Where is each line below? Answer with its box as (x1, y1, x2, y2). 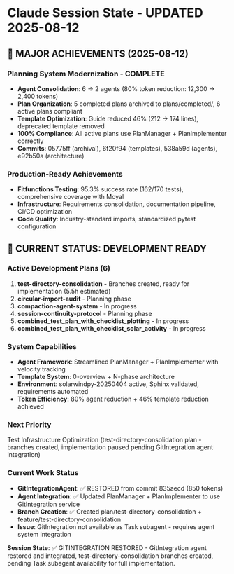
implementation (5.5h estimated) (17, 287, 111, 295)
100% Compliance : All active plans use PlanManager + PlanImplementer (17, 129, 227, 137)
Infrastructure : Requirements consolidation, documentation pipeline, (17, 200, 216, 208)
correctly (17, 137, 44, 145)
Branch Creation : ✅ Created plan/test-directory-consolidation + (17, 507, 203, 516)
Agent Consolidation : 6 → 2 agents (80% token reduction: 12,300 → (17, 84, 215, 93)
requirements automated (17, 388, 89, 396)
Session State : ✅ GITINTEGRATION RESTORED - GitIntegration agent (7, 543, 207, 552)
